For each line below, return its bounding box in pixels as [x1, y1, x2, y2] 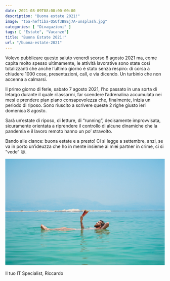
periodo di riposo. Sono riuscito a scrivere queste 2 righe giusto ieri [5, 102, 146, 108]
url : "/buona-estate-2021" [5, 41, 62, 46]
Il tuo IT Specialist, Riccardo [5, 270, 64, 276]
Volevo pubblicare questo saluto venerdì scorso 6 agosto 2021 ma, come [5, 55, 157, 61]
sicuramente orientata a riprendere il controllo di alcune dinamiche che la [5, 123, 158, 129]
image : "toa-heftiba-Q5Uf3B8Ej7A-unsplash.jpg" [5, 19, 108, 24]
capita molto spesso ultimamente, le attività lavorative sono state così [5, 60, 150, 66]
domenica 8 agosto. [5, 107, 47, 113]
